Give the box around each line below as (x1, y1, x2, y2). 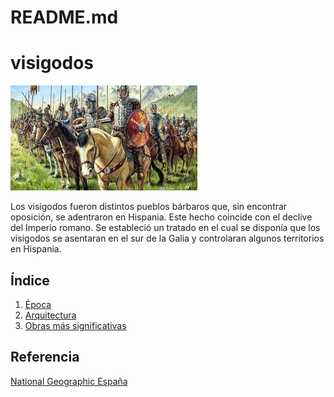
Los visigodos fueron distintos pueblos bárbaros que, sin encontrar (10, 201, 288, 213)
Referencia (10, 349, 80, 366)
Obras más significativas (24, 319, 127, 331)
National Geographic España (10, 375, 128, 387)
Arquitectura (24, 309, 77, 321)
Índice (10, 272, 50, 289)
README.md (10, 6, 119, 29)
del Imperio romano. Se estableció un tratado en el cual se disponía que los (10, 222, 321, 234)
